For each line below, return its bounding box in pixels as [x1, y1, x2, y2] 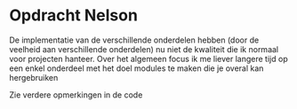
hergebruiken [9, 72, 59, 82]
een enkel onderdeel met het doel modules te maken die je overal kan [9, 63, 264, 74]
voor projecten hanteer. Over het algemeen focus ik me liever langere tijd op [9, 53, 288, 64]
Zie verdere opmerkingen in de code [9, 90, 143, 100]
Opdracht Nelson [9, 5, 138, 26]
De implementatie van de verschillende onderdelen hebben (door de [9, 35, 260, 45]
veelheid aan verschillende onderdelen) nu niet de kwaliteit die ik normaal [9, 43, 278, 54]
